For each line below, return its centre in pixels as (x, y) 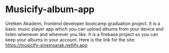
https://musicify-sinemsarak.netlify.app (47, 45)
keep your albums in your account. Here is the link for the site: (71, 40)
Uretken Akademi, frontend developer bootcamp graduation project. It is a (83, 23)
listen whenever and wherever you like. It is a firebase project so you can (82, 34)
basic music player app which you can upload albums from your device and (84, 29)
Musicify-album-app (50, 9)
